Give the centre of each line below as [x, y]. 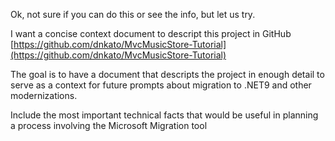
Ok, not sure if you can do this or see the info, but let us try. [133, 14]
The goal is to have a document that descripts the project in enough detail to [167, 74]
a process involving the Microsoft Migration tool [109, 125]
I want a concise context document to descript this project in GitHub [151, 33]
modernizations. [44, 95]
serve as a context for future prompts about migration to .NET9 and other [161, 85]
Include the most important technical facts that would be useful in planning [164, 115]
